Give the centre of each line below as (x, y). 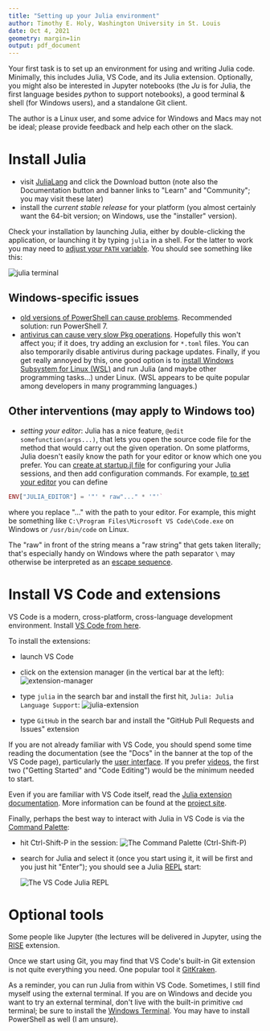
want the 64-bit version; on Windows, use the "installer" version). (128, 216)
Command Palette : (39, 827)
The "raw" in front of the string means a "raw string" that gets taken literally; (135, 545)
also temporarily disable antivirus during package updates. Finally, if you (140, 352)
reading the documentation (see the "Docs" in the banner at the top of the (131, 753)
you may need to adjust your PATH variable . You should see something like (130, 249)
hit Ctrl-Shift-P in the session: (69, 843)
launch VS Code (47, 656)
